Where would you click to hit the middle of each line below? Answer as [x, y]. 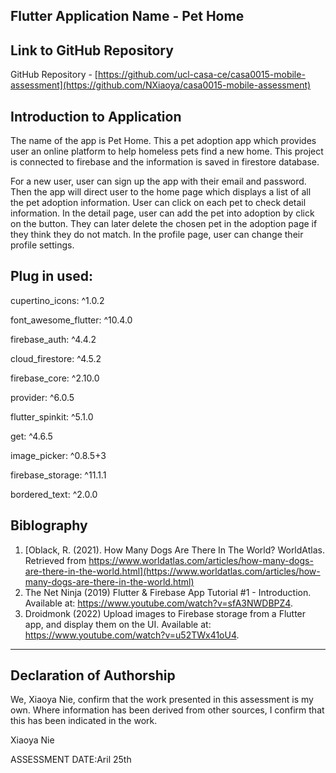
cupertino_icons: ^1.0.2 [57, 300]
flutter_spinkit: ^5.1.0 [52, 416]
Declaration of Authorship [93, 675]
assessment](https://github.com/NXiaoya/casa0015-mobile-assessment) [161, 85]
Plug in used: [51, 276]
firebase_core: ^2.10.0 [55, 378]
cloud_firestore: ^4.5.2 [56, 358]
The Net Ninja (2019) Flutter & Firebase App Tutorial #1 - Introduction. [168, 592]
